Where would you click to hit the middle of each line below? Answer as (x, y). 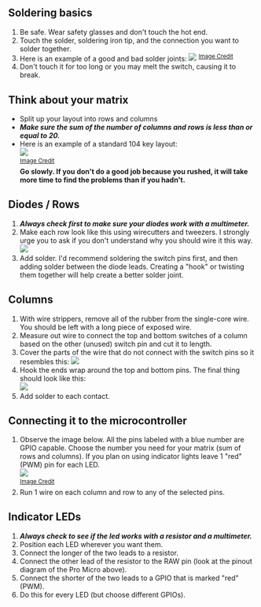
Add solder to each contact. (64, 396)
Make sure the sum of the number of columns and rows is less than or (136, 127)
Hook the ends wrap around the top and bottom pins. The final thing (130, 370)
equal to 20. (40, 136)
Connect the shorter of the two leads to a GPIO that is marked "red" (129, 578)
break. (30, 75)
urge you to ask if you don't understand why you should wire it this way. (136, 240)
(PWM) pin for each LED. (60, 465)
